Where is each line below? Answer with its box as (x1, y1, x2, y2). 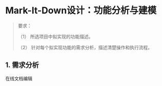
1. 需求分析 (5, 61, 39, 70)
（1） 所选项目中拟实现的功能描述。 (17, 33, 93, 39)
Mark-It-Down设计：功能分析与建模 (5, 5, 157, 16)
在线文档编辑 (5, 75, 32, 81)
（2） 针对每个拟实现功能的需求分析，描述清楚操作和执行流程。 (17, 44, 153, 50)
